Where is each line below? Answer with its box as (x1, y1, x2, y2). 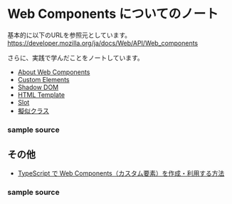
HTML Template (17, 90, 65, 99)
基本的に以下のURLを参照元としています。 (7, 31, 132, 39)
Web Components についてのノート (7, 6, 218, 22)
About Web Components (17, 68, 90, 76)
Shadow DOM (17, 83, 59, 91)
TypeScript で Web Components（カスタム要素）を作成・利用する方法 (17, 168, 225, 178)
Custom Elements (17, 75, 70, 83)
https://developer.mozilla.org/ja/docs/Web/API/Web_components (7, 39, 198, 47)
